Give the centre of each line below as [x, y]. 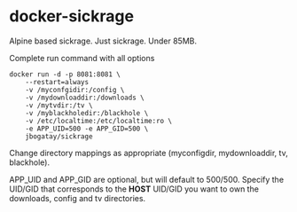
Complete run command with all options [82, 58]
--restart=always [57, 82]
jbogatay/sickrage [59, 136]
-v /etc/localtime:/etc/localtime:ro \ [99, 121]
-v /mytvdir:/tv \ [59, 105]
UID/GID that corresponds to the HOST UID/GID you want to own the [134, 189]
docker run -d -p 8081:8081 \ [65, 74]
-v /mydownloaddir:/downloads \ [85, 98]
